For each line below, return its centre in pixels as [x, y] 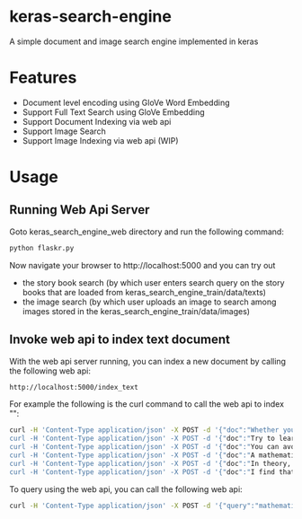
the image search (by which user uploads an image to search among [149, 302]
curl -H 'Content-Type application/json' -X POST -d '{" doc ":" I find [142, 472]
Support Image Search [64, 131]
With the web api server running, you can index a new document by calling [147, 361]
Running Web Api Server [80, 210]
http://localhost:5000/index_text [74, 387]
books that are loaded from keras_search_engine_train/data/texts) [144, 292]
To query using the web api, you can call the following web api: [126, 489]
